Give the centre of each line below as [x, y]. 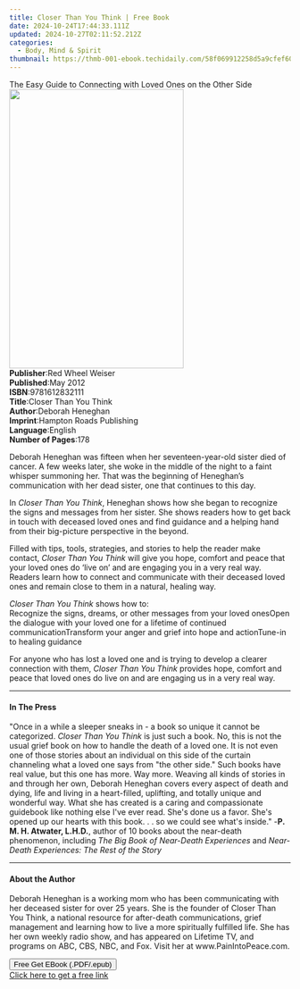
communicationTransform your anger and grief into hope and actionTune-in [148, 632]
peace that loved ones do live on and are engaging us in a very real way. [142, 678]
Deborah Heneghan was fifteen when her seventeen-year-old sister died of [148, 457]
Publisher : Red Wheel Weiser [62, 373]
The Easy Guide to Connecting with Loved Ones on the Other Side [131, 84]
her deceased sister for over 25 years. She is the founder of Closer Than [143, 909]
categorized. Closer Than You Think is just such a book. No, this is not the [146, 736]
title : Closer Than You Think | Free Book [89, 17]
